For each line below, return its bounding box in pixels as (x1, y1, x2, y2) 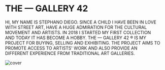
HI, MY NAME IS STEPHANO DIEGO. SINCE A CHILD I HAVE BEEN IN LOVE (5, 19, 157, 25)
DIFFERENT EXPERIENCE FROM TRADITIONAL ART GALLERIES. (5, 50, 135, 56)
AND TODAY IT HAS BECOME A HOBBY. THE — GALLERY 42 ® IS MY (5, 35, 147, 41)
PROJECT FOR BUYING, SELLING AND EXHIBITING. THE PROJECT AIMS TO (5, 40, 161, 46)
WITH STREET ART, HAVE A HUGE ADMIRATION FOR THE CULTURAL (5, 24, 147, 30)
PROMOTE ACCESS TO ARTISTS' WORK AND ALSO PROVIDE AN (5, 45, 138, 51)
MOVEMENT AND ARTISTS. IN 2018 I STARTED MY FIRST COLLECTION (5, 29, 151, 35)
